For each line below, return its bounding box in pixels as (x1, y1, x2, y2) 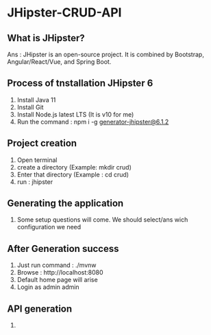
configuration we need (16, 223, 82, 231)
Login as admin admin (16, 283, 80, 291)
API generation (7, 303, 73, 314)
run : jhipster (16, 177, 53, 186)
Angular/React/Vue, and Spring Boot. (7, 58, 112, 66)
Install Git (16, 103, 44, 111)
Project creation (7, 137, 77, 149)
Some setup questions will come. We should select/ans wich (16, 216, 188, 224)
